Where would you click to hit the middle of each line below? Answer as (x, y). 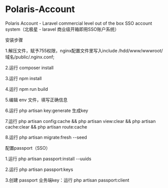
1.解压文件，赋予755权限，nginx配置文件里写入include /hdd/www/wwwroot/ (84, 50)
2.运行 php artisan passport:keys (39, 169)
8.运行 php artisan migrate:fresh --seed (46, 137)
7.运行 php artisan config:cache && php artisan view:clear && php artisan (80, 121)
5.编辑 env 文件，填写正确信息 (36, 100)
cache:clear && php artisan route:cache (46, 127)
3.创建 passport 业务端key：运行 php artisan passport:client (67, 180)
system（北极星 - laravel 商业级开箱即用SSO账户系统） (62, 29)
